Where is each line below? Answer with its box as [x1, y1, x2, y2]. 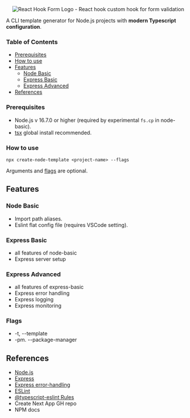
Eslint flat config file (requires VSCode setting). [14, 221, 129, 228]
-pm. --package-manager [14, 337, 77, 344]
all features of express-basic [14, 284, 84, 291]
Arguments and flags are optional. [6, 167, 88, 174]
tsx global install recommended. [14, 129, 92, 136]
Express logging [14, 296, 54, 303]
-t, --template [14, 330, 48, 337]
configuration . [6, 23, 42, 30]
